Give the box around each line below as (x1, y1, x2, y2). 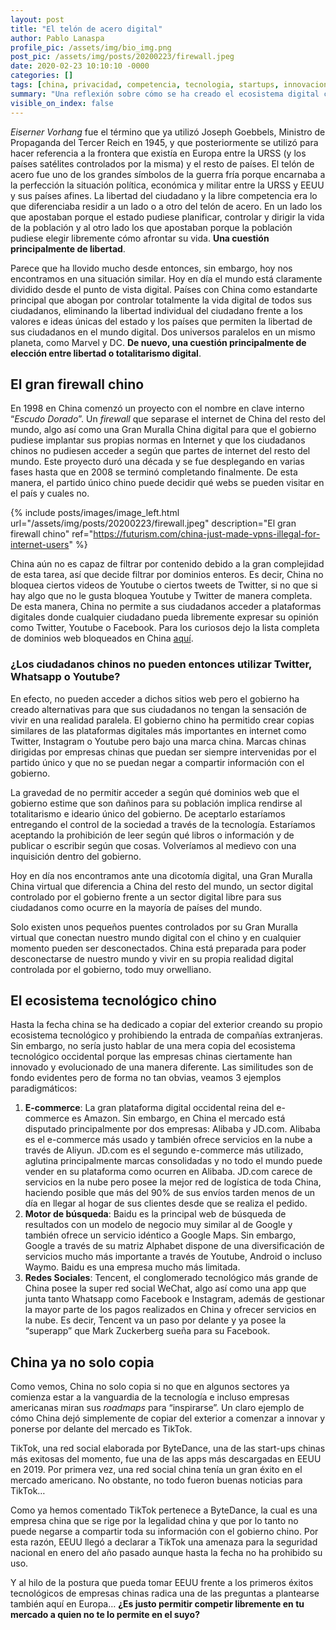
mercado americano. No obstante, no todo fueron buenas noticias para (10, 1474, 303, 1486)
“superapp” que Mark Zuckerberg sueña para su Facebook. (24, 1325, 271, 1337)
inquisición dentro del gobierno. (10, 850, 142, 862)
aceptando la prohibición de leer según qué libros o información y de (10, 829, 295, 841)
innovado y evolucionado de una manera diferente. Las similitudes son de (10, 1061, 314, 1073)
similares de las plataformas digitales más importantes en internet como (10, 724, 307, 736)
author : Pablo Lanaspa (10, 33, 105, 43)
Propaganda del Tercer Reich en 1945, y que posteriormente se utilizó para (10, 136, 319, 148)
